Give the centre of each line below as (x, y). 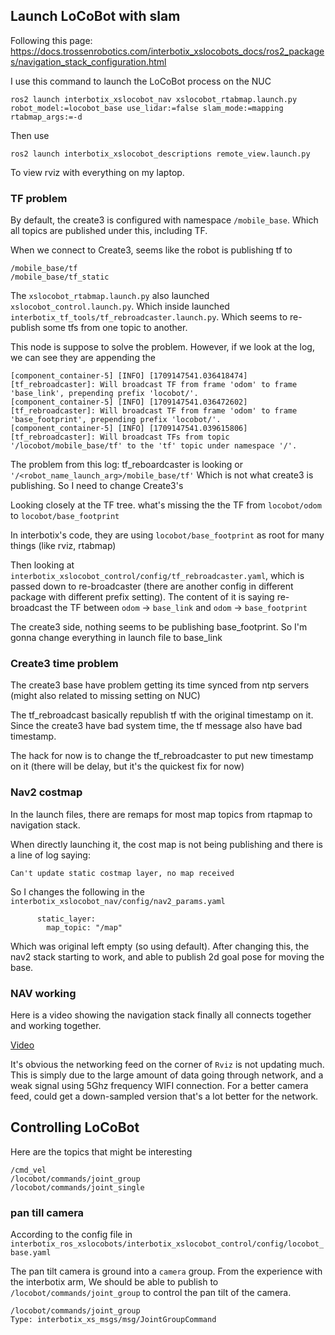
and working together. (56, 1025)
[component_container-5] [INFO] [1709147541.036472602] (129, 402)
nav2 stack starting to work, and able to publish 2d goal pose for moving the (167, 956)
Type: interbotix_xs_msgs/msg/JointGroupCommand (113, 1320)
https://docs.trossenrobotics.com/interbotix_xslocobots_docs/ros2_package (167, 51)
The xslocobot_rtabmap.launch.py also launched (110, 296)
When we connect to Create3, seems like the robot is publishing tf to (151, 250)
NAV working (43, 993)
